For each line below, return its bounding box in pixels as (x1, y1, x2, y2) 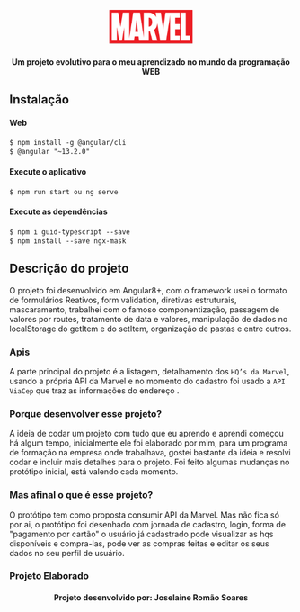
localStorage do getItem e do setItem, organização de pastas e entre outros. (9, 323, 292, 334)
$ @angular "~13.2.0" (9, 148, 91, 157)
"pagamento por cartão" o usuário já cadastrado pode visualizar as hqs (9, 528, 274, 539)
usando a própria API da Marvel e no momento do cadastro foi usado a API (9, 375, 286, 386)
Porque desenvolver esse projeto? (9, 407, 163, 419)
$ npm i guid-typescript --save (9, 227, 130, 237)
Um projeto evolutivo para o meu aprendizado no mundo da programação (12, 56, 290, 67)
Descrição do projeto (9, 261, 129, 276)
